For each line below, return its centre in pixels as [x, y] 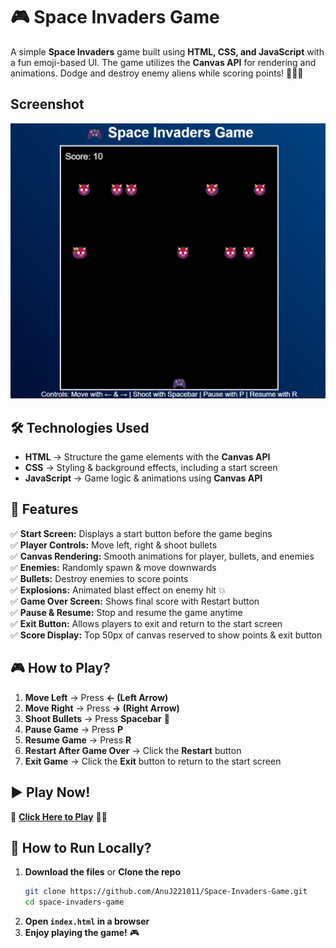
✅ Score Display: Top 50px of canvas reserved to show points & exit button [166, 635]
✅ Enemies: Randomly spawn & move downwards [113, 567]
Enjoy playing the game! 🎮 [82, 933]
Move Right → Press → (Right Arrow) [102, 708]
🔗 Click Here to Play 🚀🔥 [59, 816]
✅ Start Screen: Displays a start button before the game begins [141, 533]
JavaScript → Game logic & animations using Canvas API [143, 478]
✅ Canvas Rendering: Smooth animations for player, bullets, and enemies [162, 556]
